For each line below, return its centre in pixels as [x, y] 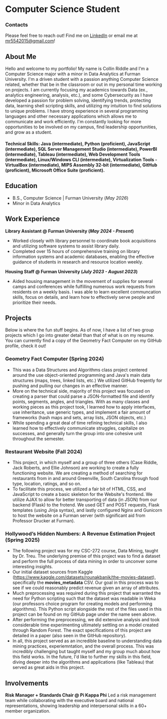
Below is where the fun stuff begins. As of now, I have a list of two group [80, 330]
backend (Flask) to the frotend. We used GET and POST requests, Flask [86, 504]
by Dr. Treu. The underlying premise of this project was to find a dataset [86, 556]
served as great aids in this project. [49, 668]
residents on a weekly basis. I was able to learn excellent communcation [86, 292]
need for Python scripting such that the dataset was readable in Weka [84, 599]
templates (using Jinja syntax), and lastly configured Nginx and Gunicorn [87, 510]
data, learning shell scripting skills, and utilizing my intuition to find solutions [83, 106]
